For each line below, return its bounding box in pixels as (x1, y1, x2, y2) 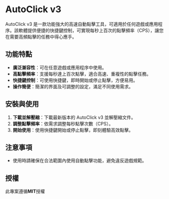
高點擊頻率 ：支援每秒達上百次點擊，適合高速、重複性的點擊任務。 (12, 71, 151, 77)
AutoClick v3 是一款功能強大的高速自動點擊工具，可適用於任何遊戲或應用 (5, 21, 158, 27)
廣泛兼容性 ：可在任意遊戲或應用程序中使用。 (12, 64, 107, 71)
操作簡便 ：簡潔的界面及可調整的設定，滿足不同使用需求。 (12, 83, 133, 89)
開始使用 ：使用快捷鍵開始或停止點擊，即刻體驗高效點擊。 (12, 127, 133, 133)
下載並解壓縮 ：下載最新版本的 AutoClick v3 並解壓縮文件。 (12, 114, 136, 120)
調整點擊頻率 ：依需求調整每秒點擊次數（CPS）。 (12, 120, 114, 126)
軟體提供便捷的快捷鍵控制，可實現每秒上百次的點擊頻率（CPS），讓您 (18, 27, 164, 34)
